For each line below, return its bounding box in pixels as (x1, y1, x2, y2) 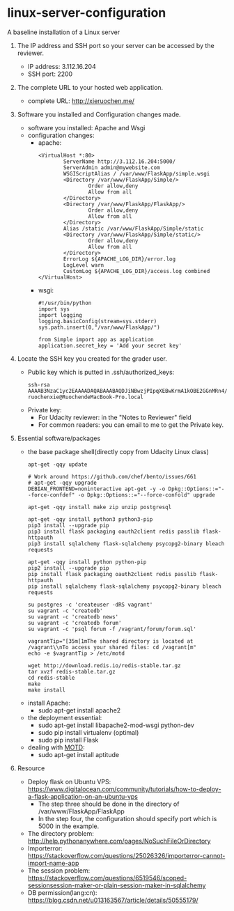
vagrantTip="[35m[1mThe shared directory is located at (27, 637, 194, 645)
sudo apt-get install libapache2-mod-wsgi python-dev (38, 721, 195, 729)
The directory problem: (27, 829, 94, 837)
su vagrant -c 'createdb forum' (27, 619, 122, 626)
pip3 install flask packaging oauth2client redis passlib (27, 528, 200, 535)
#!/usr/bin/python (38, 299, 92, 306)
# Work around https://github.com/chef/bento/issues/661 (27, 473, 197, 480)
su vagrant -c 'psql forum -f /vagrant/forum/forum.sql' (27, 625, 197, 632)
